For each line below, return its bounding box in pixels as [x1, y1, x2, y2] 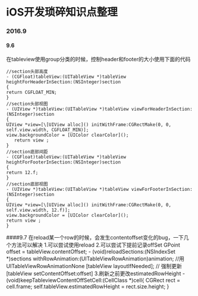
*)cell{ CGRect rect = [128, 277, 181, 284]
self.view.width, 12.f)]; [6, 207, 70, 213]
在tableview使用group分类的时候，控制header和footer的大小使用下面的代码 [6, 56, 191, 63]
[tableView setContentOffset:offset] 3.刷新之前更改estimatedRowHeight [6, 270, 181, 277]
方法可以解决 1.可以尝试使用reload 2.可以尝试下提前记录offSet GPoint [11, 241, 180, 248]
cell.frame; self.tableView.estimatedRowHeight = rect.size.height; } [6, 283, 169, 290]
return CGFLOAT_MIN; [6, 90, 58, 96]
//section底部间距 [6, 149, 48, 155]
